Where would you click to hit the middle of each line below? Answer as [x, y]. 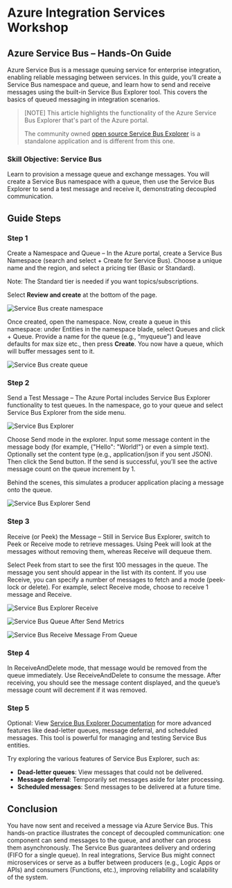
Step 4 [18, 652]
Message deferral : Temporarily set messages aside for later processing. [121, 780]
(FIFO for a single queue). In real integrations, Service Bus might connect [111, 855]
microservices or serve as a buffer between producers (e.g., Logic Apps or [114, 862]
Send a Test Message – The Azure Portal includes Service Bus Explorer [109, 398]
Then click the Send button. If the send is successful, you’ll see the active [112, 462]
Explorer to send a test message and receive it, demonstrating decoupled [112, 189]
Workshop [38, 27]
